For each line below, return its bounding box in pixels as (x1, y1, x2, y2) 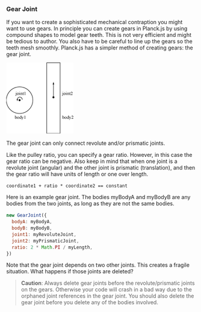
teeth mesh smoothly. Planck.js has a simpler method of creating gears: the (6, 44, 194, 51)
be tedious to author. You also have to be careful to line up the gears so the (6, 38, 193, 45)
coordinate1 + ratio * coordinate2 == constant (6, 183, 128, 189)
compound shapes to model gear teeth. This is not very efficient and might (6, 31, 191, 39)
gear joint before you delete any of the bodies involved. (20, 299, 158, 306)
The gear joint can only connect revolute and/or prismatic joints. (6, 139, 165, 147)
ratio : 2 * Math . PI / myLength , (11, 244, 93, 250)
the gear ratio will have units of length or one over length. (6, 171, 149, 178)
